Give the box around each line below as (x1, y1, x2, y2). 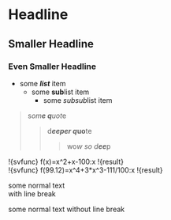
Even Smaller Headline (8, 61, 97, 72)
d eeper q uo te (46, 126, 92, 135)
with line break (8, 188, 57, 199)
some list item (19, 78, 66, 88)
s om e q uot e (27, 111, 67, 120)
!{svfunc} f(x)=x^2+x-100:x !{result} (8, 157, 125, 166)
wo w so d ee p (66, 141, 111, 151)
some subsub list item (43, 95, 113, 104)
